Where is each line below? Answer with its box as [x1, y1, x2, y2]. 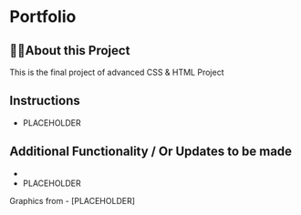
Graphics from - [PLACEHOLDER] [9, 195, 135, 206]
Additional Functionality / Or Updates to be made [9, 144, 293, 159]
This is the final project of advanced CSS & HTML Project [9, 67, 224, 77]
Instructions [9, 93, 80, 108]
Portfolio [9, 6, 77, 27]
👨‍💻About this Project [9, 43, 130, 58]
